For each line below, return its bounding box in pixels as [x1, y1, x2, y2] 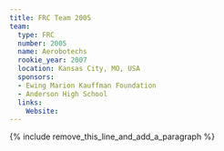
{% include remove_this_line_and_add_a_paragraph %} [9, 131, 216, 142]
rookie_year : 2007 [17, 55, 88, 65]
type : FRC [17, 30, 55, 39]
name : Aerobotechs [17, 47, 88, 56]
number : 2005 [17, 38, 67, 48]
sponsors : [17, 73, 55, 82]
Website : [25, 106, 59, 116]
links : [17, 97, 43, 107]
